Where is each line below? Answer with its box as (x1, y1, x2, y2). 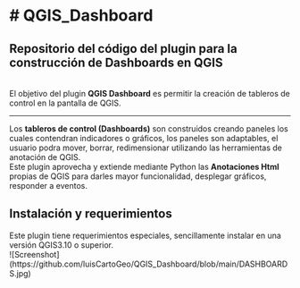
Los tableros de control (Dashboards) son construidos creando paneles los (9, 123, 288, 134)
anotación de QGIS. (9, 152, 81, 162)
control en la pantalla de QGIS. (9, 97, 122, 108)
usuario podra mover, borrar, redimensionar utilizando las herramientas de (9, 142, 283, 153)
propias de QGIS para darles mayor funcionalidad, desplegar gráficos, (9, 171, 267, 182)
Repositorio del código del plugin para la (9, 41, 238, 56)
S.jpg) (9, 267, 31, 278)
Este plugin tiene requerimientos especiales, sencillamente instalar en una (9, 230, 281, 241)
